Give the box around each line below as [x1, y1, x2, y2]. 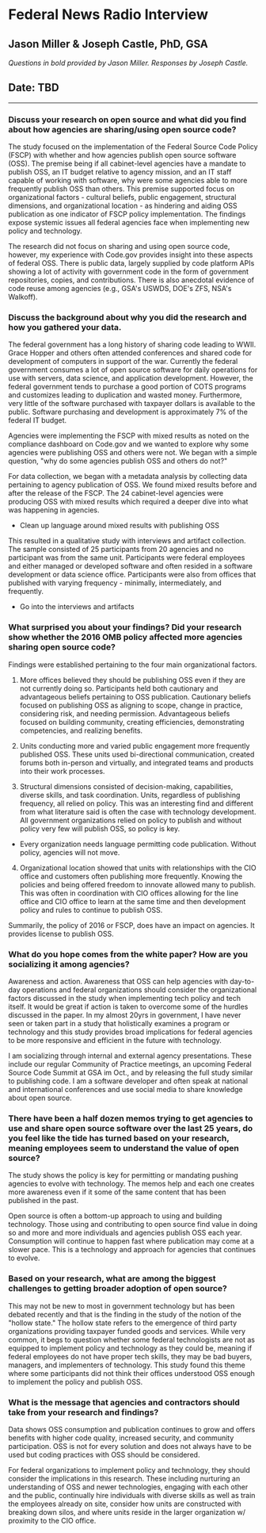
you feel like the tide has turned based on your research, [8, 1133, 230, 1144]
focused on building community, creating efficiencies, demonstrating [19, 717, 245, 726]
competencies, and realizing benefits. [19, 726, 143, 735]
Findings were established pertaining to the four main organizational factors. [8, 660, 257, 669]
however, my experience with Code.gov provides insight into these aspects [8, 250, 253, 259]
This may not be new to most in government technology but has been [8, 1301, 235, 1310]
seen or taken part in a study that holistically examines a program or [8, 1019, 230, 1028]
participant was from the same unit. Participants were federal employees [8, 553, 245, 562]
